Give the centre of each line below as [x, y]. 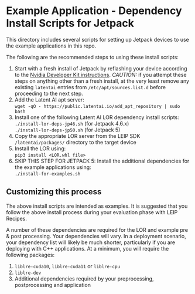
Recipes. [17, 218]
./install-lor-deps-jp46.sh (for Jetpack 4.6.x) [72, 123]
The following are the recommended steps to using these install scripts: [92, 57]
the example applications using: [53, 167]
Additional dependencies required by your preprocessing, [84, 278]
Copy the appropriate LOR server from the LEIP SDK [77, 136]
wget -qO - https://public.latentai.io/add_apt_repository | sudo [97, 106]
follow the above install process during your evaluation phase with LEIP [92, 212]
